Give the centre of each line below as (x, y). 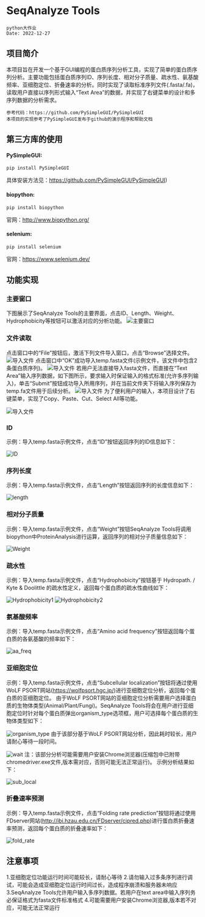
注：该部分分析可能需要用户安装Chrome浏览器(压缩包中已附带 (102, 754)
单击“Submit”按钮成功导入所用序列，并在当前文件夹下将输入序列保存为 (108, 383)
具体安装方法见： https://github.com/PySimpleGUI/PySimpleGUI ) (87, 180)
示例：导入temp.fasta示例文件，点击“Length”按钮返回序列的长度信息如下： (100, 485)
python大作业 (21, 28)
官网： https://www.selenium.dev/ (48, 259)
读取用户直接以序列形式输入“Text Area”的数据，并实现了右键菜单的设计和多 (101, 92)
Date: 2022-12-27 (28, 33)
